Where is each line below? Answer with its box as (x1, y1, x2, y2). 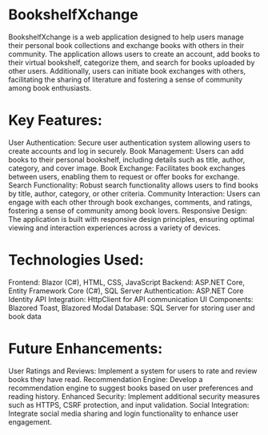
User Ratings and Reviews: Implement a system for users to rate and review (8, 366, 258, 376)
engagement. (8, 417, 52, 426)
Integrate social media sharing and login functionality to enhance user (8, 409, 238, 418)
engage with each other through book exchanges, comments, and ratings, (8, 197, 253, 207)
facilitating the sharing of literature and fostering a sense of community (8, 75, 242, 84)
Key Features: (8, 111, 102, 130)
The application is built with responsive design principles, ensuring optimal (8, 214, 254, 224)
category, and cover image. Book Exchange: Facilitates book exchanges (8, 163, 246, 173)
